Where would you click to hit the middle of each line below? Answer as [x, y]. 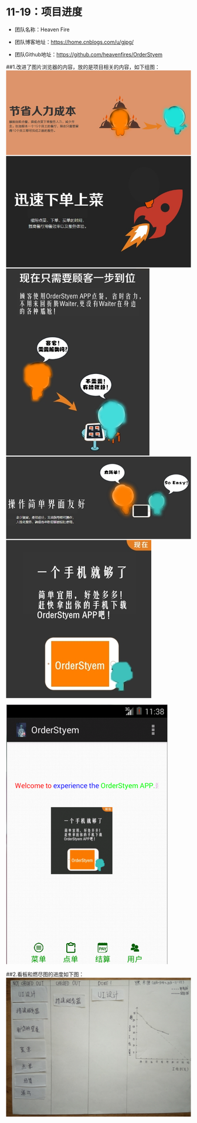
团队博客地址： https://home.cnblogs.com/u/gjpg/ [74, 42]
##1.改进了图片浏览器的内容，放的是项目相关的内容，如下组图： [83, 67]
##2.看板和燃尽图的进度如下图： [45, 974]
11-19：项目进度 [44, 12]
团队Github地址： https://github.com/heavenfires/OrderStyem [89, 54]
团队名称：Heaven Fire [42, 29]
